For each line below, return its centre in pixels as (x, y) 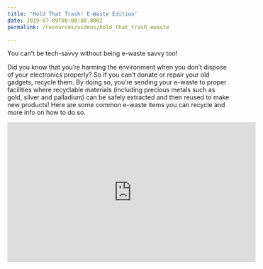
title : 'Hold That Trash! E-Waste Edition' (73, 14)
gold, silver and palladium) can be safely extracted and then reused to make (118, 97)
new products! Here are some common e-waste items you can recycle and (116, 105)
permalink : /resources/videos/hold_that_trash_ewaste (89, 27)
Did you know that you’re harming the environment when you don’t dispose (117, 67)
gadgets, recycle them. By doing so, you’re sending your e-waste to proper (117, 82)
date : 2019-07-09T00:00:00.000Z (55, 21)
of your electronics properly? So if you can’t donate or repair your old (109, 75)
